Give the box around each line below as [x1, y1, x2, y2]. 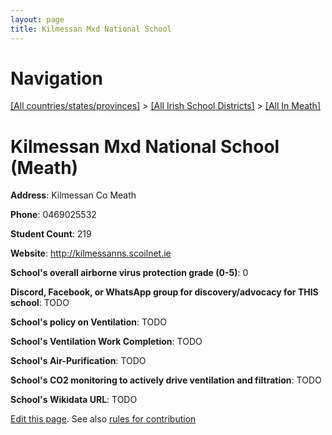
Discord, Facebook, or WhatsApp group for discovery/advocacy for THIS [10, 286, 319, 298]
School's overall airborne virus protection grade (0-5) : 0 [10, 267, 249, 279]
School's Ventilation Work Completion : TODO [10, 336, 203, 348]
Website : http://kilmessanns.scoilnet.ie [10, 247, 172, 260]
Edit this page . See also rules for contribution [10, 413, 197, 425]
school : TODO [10, 297, 70, 309]
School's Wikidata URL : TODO [10, 394, 138, 406]
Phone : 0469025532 [10, 209, 97, 221]
